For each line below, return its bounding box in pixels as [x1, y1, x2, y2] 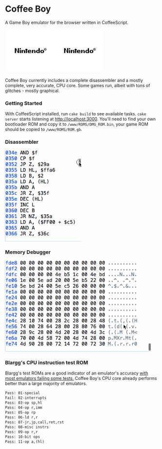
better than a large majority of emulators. [5, 381, 88, 387]
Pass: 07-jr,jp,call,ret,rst [5, 420, 64, 425]
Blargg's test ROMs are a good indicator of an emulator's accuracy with [5, 370, 148, 376]
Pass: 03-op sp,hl [5, 400, 42, 405]
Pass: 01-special [5, 391, 40, 395]
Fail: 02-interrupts [5, 395, 47, 400]
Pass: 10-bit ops [5, 434, 40, 439]
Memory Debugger [5, 249, 51, 256]
